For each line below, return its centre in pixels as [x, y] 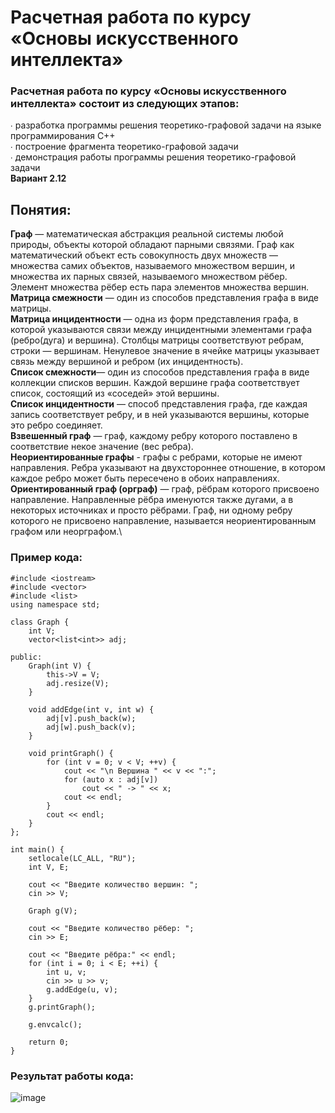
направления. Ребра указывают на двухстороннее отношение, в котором [168, 468]
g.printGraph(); [62, 1007]
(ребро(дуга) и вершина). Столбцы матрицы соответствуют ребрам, [157, 340]
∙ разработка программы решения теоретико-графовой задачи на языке [166, 125]
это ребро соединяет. [56, 425]
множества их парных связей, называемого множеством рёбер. [149, 277]
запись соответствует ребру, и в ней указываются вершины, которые [160, 415]
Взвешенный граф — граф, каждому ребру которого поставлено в [154, 436]
